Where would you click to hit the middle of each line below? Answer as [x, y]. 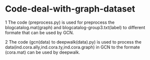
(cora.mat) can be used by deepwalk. [43, 52]
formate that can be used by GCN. [40, 32]
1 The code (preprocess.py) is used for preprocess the [60, 22]
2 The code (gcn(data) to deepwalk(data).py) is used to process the [73, 42]
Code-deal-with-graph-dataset [70, 9]
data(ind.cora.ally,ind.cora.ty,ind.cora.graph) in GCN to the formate [73, 47]
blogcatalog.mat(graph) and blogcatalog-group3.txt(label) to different [75, 27]
